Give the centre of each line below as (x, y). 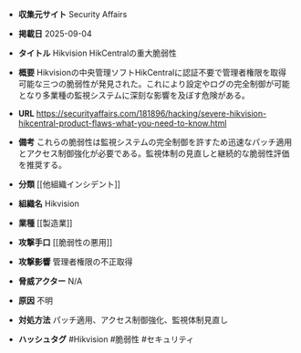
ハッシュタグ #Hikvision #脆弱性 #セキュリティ (106, 339)
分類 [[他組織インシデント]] (69, 184)
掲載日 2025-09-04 (55, 34)
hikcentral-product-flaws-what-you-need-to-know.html (122, 123)
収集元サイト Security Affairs (73, 14)
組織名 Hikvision (48, 203)
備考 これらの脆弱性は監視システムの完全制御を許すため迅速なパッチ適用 (155, 142)
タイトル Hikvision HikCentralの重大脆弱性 (98, 53)
